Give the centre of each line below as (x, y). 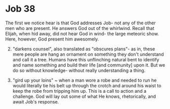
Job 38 (20, 9)
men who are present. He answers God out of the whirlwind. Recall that (80, 28)
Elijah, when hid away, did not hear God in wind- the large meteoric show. (82, 33)
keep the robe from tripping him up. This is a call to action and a (79, 91)
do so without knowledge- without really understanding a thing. (79, 70)
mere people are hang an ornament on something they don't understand (88, 54)
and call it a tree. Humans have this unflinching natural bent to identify (86, 59)
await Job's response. (36, 101)
